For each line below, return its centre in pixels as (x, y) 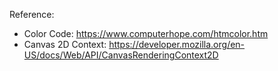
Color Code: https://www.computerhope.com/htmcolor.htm (146, 33)
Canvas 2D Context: (65, 44)
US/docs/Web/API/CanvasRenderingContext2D (121, 55)
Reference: (32, 14)
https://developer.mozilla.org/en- (177, 44)
